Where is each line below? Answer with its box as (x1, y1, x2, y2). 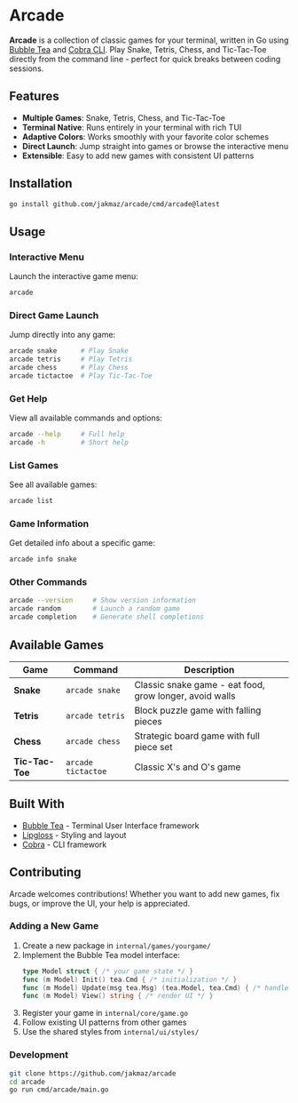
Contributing (9, 865, 82, 880)
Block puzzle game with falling (134, 704, 262, 716)
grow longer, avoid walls (134, 690, 236, 702)
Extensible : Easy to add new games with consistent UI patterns (21, 150, 255, 161)
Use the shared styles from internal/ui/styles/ (21, 1027, 200, 1037)
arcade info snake (9, 555, 77, 564)
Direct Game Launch (9, 308, 99, 321)
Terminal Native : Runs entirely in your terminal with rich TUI (21, 122, 242, 132)
